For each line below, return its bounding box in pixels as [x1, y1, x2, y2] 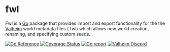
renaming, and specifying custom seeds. [5, 31, 90, 37]
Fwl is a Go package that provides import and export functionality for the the [5, 20, 165, 26]
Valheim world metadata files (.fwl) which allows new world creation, [5, 25, 149, 31]
